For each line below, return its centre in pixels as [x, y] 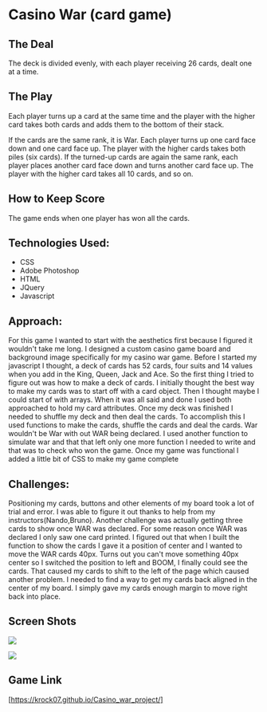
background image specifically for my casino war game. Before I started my [133, 357]
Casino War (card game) [90, 15]
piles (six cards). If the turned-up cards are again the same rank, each [123, 156]
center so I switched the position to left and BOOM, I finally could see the [128, 563]
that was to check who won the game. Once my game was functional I [124, 450]
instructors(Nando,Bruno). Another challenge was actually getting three [126, 521]
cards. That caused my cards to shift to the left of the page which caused [129, 571]
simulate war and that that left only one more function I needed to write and [132, 442]
